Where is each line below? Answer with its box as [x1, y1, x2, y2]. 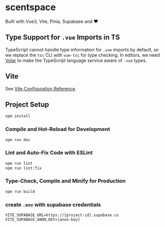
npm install [5, 114, 30, 119]
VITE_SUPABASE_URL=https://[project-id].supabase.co [5, 212, 119, 217]
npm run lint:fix [5, 166, 42, 171]
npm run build [5, 189, 35, 194]
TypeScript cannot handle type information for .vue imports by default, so [5, 46, 159, 52]
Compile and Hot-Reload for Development [5, 126, 110, 133]
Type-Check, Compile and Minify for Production [5, 177, 126, 184]
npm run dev [5, 137, 30, 142]
